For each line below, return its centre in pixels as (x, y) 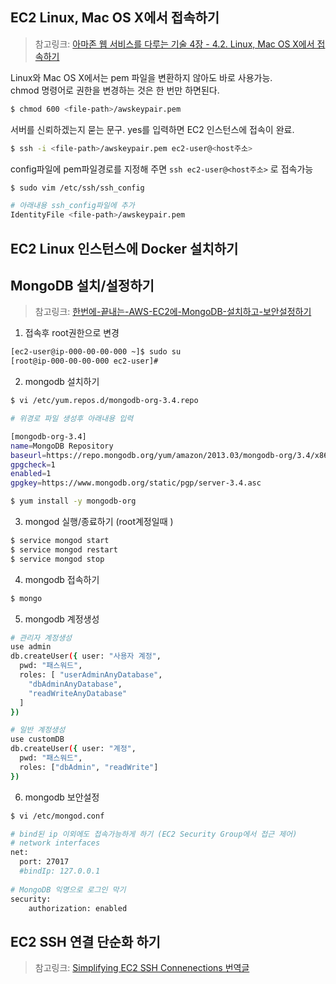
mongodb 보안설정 (62, 797)
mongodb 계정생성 (62, 619)
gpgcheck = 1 (33, 464)
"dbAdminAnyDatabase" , (75, 684)
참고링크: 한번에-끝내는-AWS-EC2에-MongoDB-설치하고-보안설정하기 (173, 312)
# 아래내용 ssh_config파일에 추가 (72, 206)
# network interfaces (55, 843)
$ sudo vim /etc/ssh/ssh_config (77, 188)
